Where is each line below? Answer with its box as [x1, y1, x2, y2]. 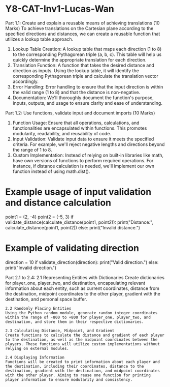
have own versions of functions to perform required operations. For [12, 157, 154, 163]
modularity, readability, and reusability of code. [12, 130, 112, 136]
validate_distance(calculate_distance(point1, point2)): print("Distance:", [5, 219, 154, 225]
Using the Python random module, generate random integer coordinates [5, 310, 158, 315]
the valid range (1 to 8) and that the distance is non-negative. [12, 89, 141, 95]
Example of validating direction [5, 243, 140, 254]
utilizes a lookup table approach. [5, 36, 74, 42]
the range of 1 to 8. [12, 146, 52, 153]
